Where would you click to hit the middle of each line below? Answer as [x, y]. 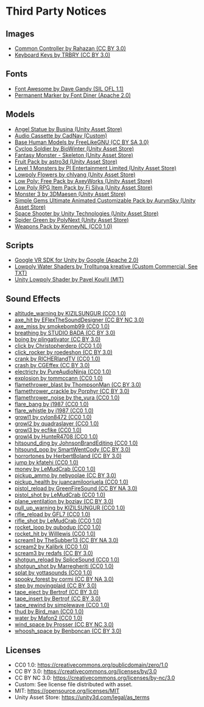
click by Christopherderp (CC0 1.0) [58, 346]
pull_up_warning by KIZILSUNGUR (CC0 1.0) [70, 508]
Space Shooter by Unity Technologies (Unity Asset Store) [86, 213]
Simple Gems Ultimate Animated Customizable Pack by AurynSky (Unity [105, 200]
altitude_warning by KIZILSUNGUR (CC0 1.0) [70, 314]
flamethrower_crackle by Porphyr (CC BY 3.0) [72, 391]
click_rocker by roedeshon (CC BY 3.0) [64, 353]
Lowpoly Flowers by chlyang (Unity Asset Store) [75, 174]
